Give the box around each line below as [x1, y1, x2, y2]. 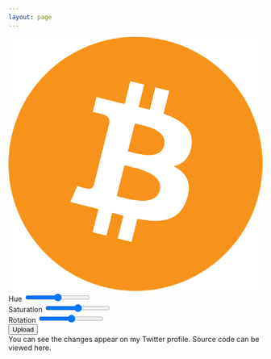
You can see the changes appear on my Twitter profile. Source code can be [8, 334, 260, 344]
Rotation [8, 315, 36, 324]
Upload [12, 325, 35, 334]
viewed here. [8, 343, 52, 353]
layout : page [8, 13, 52, 21]
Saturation [8, 304, 43, 314]
